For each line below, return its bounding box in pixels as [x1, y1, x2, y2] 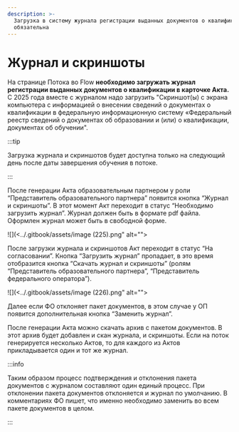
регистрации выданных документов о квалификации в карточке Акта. [7, 86, 230, 94]
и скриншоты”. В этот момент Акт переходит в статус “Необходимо [7, 201, 213, 210]
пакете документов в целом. [7, 404, 95, 413]
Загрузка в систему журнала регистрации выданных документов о [14, 17, 205, 24]
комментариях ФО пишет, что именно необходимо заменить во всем [7, 396, 219, 405]
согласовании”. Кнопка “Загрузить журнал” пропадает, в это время [7, 252, 213, 260]
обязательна [14, 24, 50, 31]
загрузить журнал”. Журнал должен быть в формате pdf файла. [7, 209, 201, 217]
